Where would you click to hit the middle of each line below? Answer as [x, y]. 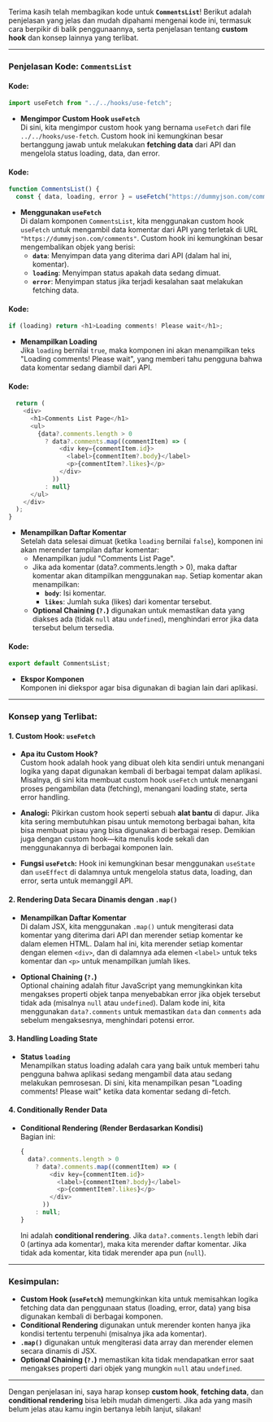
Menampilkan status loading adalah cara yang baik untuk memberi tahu [140, 1065]
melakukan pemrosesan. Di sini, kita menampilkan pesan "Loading [131, 1082]
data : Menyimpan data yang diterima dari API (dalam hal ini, [132, 255]
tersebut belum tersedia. [74, 628]
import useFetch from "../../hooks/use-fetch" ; [91, 103]
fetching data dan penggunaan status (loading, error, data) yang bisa [135, 1308]
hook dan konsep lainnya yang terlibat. [74, 37]
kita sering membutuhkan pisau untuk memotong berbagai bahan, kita [138, 822]
